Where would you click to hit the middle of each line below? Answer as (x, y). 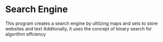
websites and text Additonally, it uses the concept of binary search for (79, 28)
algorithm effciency (26, 34)
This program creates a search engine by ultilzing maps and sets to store (81, 23)
